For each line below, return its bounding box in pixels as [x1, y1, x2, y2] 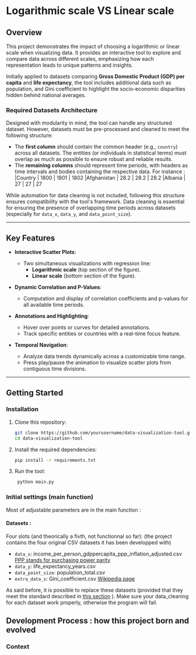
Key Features [6, 233, 55, 243]
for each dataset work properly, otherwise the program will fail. [6, 599, 157, 606]
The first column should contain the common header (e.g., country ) [14, 143, 178, 150]
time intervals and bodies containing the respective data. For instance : [14, 168, 185, 175]
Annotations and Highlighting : [14, 313, 89, 320]
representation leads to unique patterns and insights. [6, 61, 133, 68]
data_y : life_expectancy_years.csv [14, 563, 96, 570]
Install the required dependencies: [14, 446, 97, 453]
